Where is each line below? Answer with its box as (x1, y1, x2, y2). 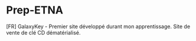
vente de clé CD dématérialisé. (6, 29, 81, 36)
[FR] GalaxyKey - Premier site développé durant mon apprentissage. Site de (6, 23, 191, 30)
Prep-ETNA (6, 4, 64, 17)
